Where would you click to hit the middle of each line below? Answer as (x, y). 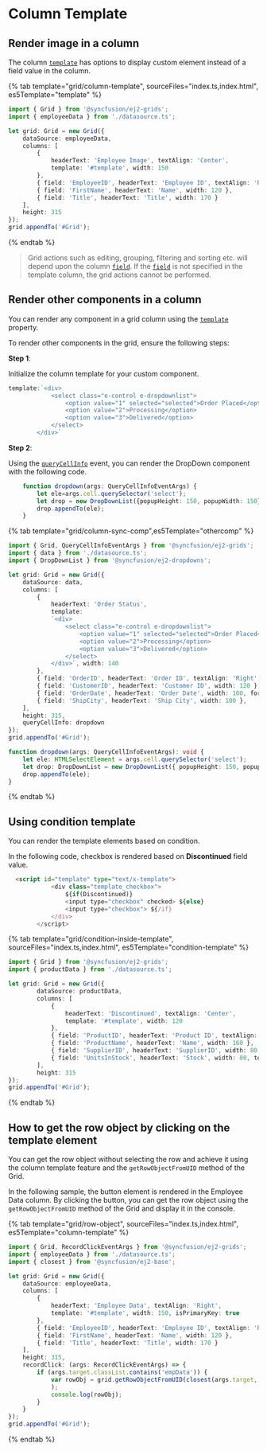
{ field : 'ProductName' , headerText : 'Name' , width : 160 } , (152, 1043)
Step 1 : (19, 358)
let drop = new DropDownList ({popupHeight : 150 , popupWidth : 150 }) (151, 501)
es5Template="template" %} (55, 95)
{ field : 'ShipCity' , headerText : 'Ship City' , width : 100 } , (142, 700)
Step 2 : (20, 447)
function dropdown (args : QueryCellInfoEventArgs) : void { (106, 752)
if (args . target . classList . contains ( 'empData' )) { (122, 1373)
